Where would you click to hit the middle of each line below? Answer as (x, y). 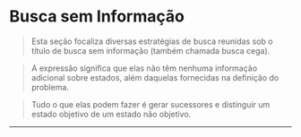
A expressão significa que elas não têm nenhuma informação (144, 68)
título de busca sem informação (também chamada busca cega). (150, 50)
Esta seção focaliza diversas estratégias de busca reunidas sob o (152, 41)
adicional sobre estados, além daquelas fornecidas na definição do (155, 77)
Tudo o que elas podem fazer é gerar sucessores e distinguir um (150, 104)
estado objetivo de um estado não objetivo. (111, 114)
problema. (50, 87)
